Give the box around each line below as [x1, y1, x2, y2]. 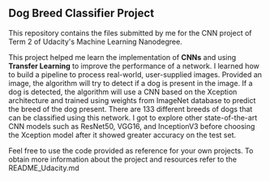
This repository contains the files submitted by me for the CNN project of [8, 28, 252, 37]
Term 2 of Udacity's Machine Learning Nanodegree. [8, 37, 182, 46]
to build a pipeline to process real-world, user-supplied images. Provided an [8, 69, 262, 80]
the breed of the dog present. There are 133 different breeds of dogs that [8, 104, 253, 114]
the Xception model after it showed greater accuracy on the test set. [8, 130, 237, 140]
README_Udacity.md [8, 162, 79, 173]
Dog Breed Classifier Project [8, 6, 155, 20]
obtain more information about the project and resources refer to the [8, 154, 238, 164]
